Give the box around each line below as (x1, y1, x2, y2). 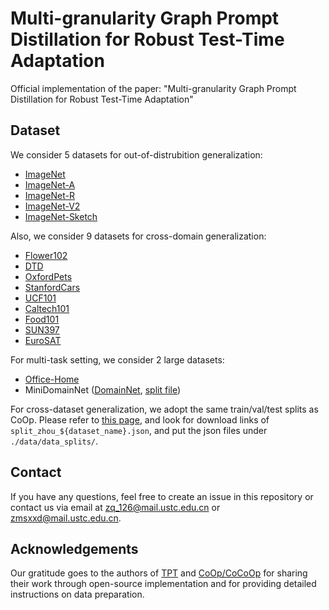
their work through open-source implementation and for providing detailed (10, 578, 317, 590)
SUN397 (24, 323, 60, 336)
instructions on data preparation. (10, 588, 145, 601)
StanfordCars (24, 281, 81, 293)
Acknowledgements (10, 540, 139, 557)
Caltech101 (24, 302, 70, 314)
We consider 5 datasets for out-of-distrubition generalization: (10, 148, 263, 161)
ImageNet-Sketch (24, 210, 98, 222)
